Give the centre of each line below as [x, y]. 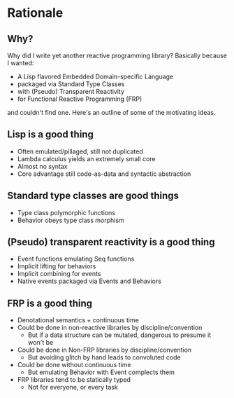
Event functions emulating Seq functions [76, 259]
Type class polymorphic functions [66, 212]
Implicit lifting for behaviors [57, 266]
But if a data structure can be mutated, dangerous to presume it [119, 335]
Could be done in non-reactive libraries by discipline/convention [110, 328]
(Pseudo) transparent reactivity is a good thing [111, 242]
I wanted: [21, 63]
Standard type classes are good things [93, 196]
